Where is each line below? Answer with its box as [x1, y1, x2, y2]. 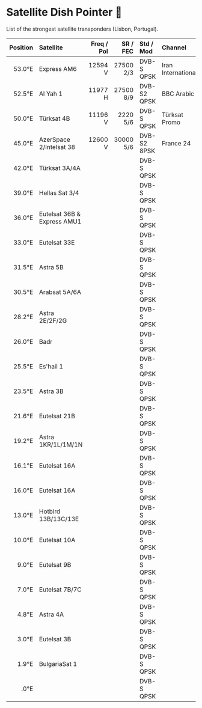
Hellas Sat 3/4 [38, 189, 79, 197]
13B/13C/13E [38, 514, 79, 523]
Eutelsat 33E [38, 238, 75, 246]
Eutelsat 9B [38, 560, 72, 569]
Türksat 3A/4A [38, 163, 81, 172]
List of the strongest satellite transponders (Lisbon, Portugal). [6, 25, 159, 32]
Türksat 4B [38, 114, 70, 123]
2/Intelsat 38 [38, 142, 76, 151]
